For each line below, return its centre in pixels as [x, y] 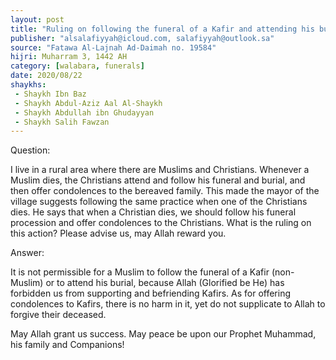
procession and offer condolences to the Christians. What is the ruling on [161, 223]
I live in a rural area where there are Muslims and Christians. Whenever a [160, 170]
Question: [30, 150]
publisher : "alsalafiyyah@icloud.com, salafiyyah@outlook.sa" [142, 38]
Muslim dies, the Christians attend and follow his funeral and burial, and [158, 180]
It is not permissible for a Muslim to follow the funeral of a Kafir [140, 272]
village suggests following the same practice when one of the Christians [159, 202]
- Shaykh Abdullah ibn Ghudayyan [84, 112]
